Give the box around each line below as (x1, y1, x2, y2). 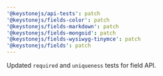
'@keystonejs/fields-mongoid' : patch (6, 29, 116, 37)
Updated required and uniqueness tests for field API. (6, 61, 157, 69)
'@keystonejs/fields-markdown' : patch (6, 23, 119, 30)
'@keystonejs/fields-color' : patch (6, 17, 110, 23)
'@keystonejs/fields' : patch (6, 42, 91, 49)
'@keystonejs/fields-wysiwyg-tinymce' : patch (6, 36, 141, 43)
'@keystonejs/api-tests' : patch (6, 10, 100, 17)
